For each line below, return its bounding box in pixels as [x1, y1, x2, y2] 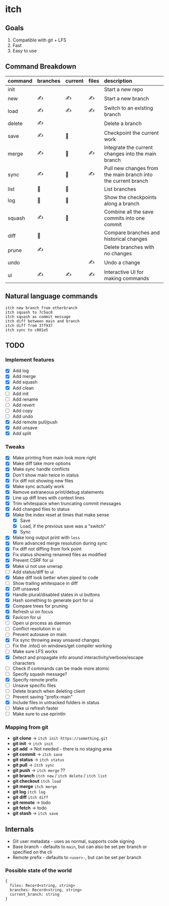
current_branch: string [10, 892, 59, 897]
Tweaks [5, 443, 25, 450]
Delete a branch [104, 120, 142, 127]
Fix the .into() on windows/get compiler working [12, 643, 112, 649]
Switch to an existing [104, 104, 153, 112]
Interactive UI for [104, 269, 144, 276]
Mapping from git [5, 724, 49, 731]
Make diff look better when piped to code [12, 574, 99, 580]
